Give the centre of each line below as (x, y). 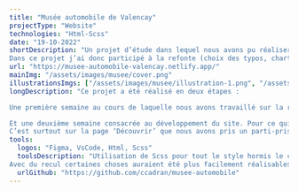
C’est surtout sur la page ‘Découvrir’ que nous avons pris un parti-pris (150, 132)
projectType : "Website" (53, 26)
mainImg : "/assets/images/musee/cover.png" (91, 75)
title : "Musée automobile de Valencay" (83, 17)
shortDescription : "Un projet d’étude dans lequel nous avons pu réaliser (150, 50)
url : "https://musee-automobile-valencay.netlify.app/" (114, 67)
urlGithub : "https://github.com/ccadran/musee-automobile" (129, 172)
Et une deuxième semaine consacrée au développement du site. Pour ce (142, 123)
